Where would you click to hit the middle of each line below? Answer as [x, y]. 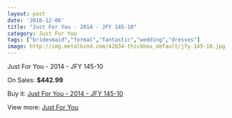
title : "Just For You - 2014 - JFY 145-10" [72, 27]
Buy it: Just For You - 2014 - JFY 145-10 [65, 93]
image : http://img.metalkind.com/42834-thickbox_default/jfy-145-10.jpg [116, 46]
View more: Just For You [43, 107]
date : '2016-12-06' [36, 20]
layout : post [26, 14]
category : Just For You [42, 33]
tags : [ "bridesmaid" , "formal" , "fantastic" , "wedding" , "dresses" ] [104, 40]
